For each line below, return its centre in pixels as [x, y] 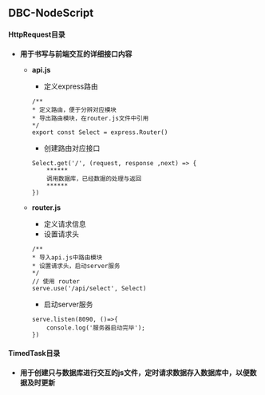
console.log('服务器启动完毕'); [96, 328]
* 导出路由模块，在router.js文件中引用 [90, 118]
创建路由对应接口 [72, 148]
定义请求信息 [65, 223]
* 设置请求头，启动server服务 [76, 266]
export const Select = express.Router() [100, 132]
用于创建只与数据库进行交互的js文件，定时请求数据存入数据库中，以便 [134, 372]
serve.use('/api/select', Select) [89, 288]
